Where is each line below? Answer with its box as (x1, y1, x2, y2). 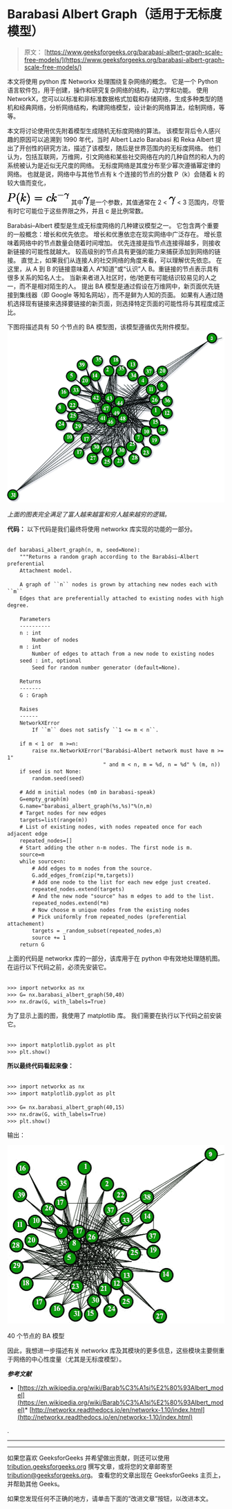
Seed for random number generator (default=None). (32, 664, 181, 672)
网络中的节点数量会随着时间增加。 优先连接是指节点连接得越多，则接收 (19, 238, 221, 247)
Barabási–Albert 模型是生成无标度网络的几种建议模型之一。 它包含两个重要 (7, 221, 220, 229)
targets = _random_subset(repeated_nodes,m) (32, 927, 162, 935)
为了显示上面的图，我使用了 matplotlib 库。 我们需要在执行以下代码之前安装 (7, 1012, 222, 1020)
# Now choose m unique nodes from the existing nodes (32, 907, 190, 914)
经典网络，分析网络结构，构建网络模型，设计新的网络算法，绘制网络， (19, 103, 219, 111)
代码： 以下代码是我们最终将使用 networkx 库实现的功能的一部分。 (7, 525, 197, 533)
